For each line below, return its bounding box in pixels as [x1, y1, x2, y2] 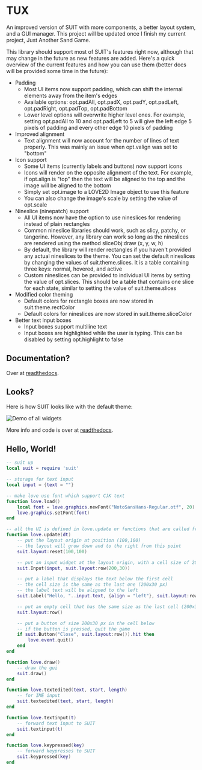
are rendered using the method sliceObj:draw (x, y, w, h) [23, 239, 164, 246]
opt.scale [23, 201, 47, 208]
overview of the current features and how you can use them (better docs [6, 61, 186, 68]
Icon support [14, 156, 47, 163]
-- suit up [6, 460, 34, 466]
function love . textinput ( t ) [6, 714, 77, 720]
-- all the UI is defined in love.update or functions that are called [6, 526, 189, 532]
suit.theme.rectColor [23, 303, 75, 311]
